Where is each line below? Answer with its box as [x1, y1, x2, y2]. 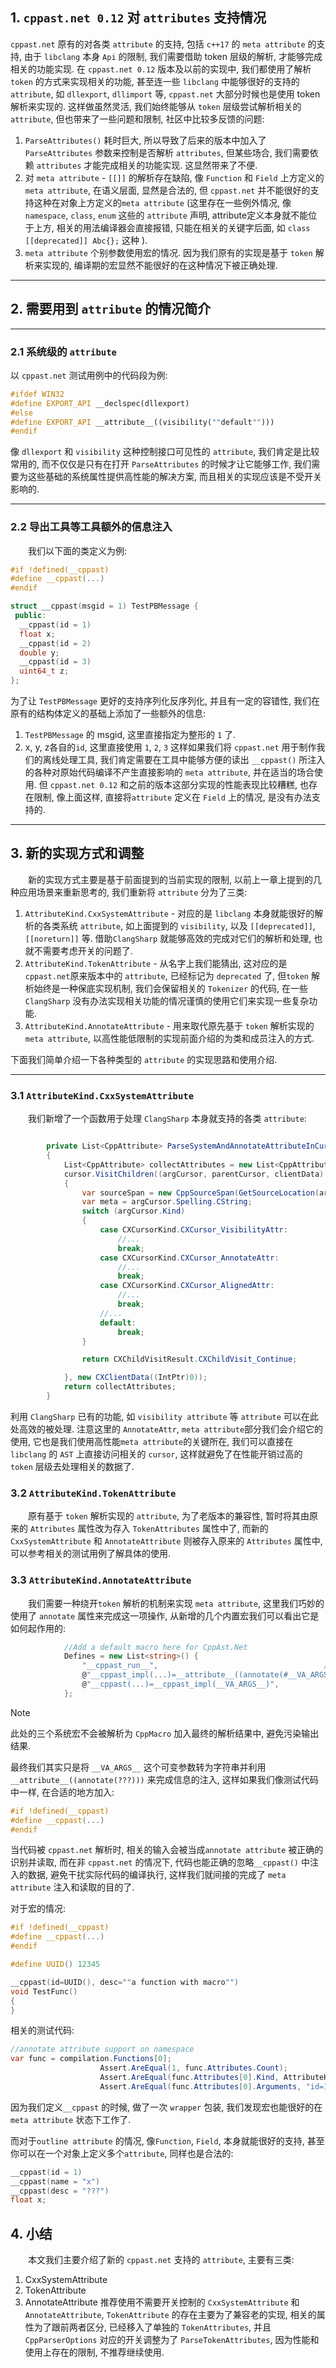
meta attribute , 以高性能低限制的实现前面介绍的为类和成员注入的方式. [24, 1032, 315, 1044]
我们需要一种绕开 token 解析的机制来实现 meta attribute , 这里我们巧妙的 [28, 1597, 325, 1609]
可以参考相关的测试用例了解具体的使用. [10, 1548, 172, 1560]
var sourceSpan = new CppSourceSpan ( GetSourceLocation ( [81, 1188, 320, 1198]
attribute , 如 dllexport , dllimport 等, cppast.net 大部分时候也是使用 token [10, 88, 321, 100]
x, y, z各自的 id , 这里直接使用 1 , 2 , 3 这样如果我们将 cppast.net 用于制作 [24, 741, 317, 753]
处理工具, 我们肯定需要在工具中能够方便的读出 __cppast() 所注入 [59, 754, 326, 766]
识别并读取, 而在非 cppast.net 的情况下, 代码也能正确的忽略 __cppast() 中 [10, 1856, 310, 1868]
